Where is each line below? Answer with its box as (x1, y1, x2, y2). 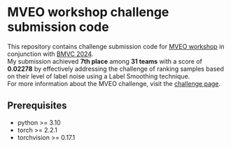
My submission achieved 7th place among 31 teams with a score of (7, 57, 203, 65)
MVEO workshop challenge (7, 4, 169, 20)
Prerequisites (7, 99, 67, 112)
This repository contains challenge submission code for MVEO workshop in (7, 42, 225, 50)
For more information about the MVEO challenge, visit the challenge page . (7, 79, 221, 87)
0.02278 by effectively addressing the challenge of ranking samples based (7, 64, 224, 73)
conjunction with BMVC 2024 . (7, 50, 94, 58)
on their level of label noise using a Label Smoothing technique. (7, 71, 190, 80)
